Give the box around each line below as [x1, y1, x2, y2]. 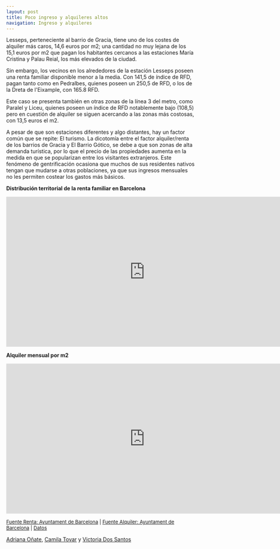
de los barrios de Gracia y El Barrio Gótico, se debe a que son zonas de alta [6, 142, 193, 149]
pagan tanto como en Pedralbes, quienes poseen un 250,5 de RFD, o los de [6, 80, 193, 87]
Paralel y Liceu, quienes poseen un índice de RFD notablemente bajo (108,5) [6, 104, 194, 112]
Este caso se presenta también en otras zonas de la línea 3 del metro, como [6, 98, 193, 105]
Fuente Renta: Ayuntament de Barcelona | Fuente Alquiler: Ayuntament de [6, 518, 175, 526]
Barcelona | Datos [6, 524, 47, 532]
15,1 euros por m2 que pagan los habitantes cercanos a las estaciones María [6, 49, 194, 56]
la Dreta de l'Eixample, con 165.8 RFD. [6, 86, 100, 94]
